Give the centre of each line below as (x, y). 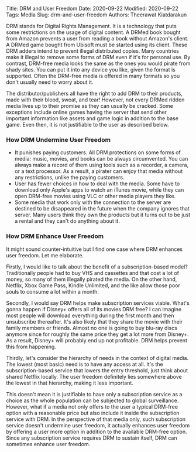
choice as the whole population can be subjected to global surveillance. (92, 400)
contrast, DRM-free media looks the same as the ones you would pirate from (98, 63)
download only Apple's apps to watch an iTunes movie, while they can (99, 190)
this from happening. (31, 346)
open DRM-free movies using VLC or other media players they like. (95, 196)
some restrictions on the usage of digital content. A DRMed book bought (93, 32)
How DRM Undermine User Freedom (59, 140)
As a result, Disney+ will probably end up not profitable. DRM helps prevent (97, 340)
